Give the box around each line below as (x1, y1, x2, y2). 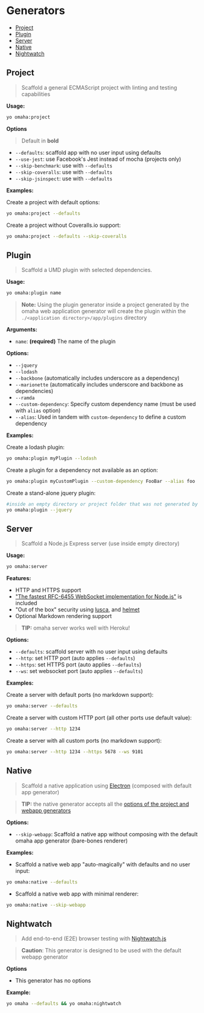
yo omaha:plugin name (6, 290, 62, 297)
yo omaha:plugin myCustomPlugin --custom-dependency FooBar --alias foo (6, 478, 195, 484)
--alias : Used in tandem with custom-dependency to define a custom (15, 413, 186, 421)
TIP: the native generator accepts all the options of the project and (21, 800, 189, 808)
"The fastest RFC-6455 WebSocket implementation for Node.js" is (15, 593, 182, 600)
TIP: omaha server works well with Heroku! (21, 624, 130, 632)
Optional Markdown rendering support (15, 613, 112, 620)
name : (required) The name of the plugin (15, 337, 116, 345)
